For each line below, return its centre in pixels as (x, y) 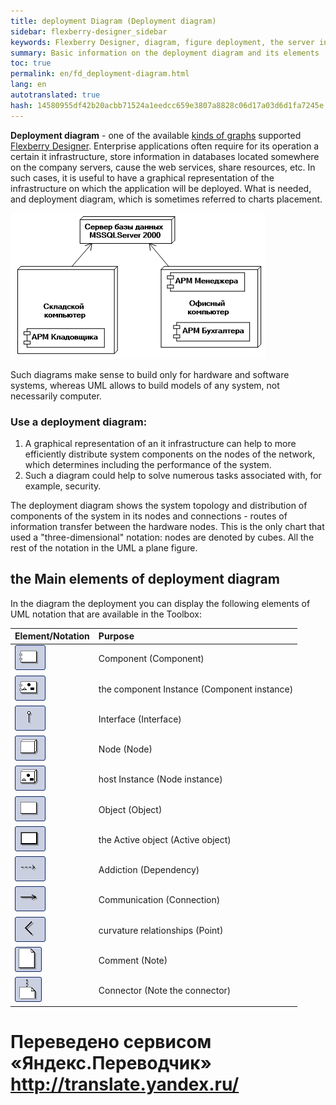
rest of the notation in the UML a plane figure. (104, 547)
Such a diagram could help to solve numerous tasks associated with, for (173, 475)
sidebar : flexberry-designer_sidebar (89, 31)
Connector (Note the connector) (165, 991)
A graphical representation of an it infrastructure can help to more (160, 443)
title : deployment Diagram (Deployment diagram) (113, 21)
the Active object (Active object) (165, 839)
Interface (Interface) (140, 719)
